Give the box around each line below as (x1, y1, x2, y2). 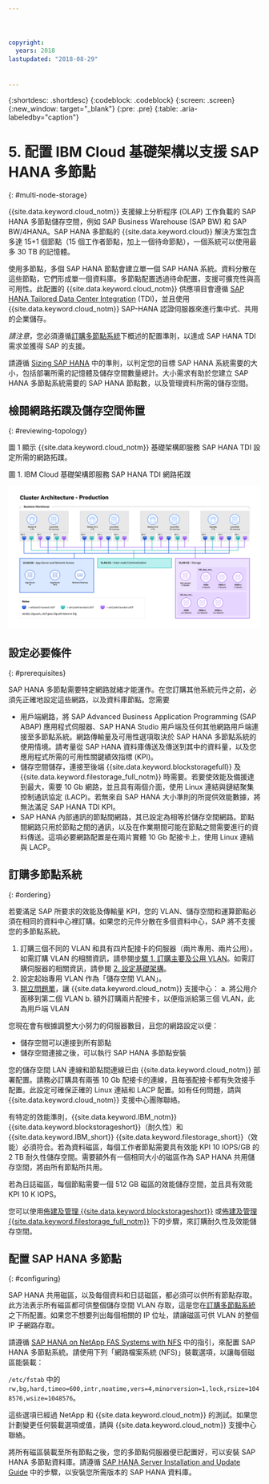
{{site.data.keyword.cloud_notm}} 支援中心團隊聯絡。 (8, 1095, 185, 1104)
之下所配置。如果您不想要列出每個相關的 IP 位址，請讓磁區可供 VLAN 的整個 (8, 1311, 259, 1320)
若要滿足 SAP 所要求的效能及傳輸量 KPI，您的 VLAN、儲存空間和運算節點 (8, 906, 250, 916)
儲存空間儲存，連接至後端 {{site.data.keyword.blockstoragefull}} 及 (19, 762, 242, 771)
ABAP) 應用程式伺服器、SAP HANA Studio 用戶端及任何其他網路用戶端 (19, 722, 252, 731)
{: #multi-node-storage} (8, 189, 88, 200)
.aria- (179, 104, 198, 113)
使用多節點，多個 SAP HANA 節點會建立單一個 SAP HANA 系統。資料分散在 (8, 263, 257, 273)
